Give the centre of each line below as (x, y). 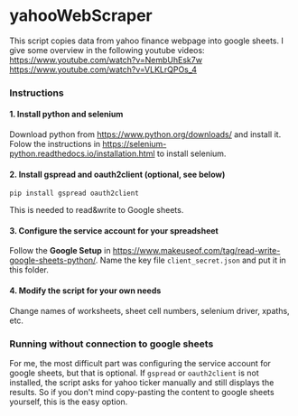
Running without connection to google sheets (112, 344)
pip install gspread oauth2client (74, 194)
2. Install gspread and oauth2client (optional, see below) (117, 174)
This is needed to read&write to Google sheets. (97, 210)
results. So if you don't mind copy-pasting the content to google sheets (142, 392)
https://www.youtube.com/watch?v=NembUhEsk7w (106, 60)
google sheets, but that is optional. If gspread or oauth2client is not (134, 373)
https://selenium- (135, 144)
